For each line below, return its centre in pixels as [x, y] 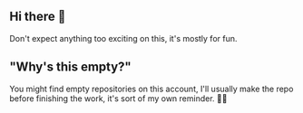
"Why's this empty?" [70, 67]
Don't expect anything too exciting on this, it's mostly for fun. [123, 38]
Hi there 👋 [38, 17]
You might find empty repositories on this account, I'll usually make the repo [151, 89]
